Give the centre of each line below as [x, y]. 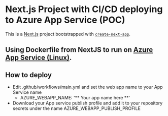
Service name [27, 92]
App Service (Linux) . [39, 58]
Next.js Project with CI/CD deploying [84, 9]
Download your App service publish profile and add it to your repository [88, 103]
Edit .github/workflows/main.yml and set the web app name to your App [88, 87]
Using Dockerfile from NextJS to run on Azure [79, 50]
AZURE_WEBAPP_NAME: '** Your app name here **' [75, 98]
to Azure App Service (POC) [65, 20]
